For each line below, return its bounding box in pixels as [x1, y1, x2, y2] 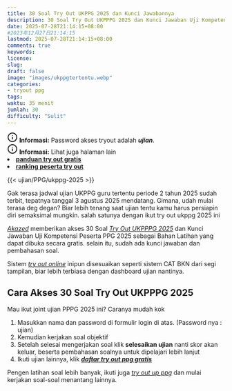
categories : [7, 81, 41, 88]
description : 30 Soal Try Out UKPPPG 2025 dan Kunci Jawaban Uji [7, 17, 199, 23]
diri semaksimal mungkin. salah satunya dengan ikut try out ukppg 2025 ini [7, 211, 220, 219]
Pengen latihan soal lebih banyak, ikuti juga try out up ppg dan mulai [7, 368, 202, 377]
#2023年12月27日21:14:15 [7, 29, 76, 37]
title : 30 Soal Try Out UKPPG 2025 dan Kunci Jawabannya [7, 10, 175, 17]
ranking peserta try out [16, 162, 84, 170]
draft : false [7, 68, 45, 74]
